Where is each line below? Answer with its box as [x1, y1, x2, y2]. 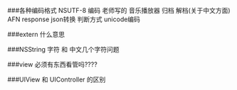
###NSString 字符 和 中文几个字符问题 [7, 45, 120, 53]
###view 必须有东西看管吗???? [7, 60, 98, 69]
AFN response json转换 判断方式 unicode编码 [7, 15, 141, 23]
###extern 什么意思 [7, 30, 65, 38]
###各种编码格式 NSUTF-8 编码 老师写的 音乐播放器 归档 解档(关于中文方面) [7, 6, 231, 14]
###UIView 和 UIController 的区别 [7, 75, 106, 84]
